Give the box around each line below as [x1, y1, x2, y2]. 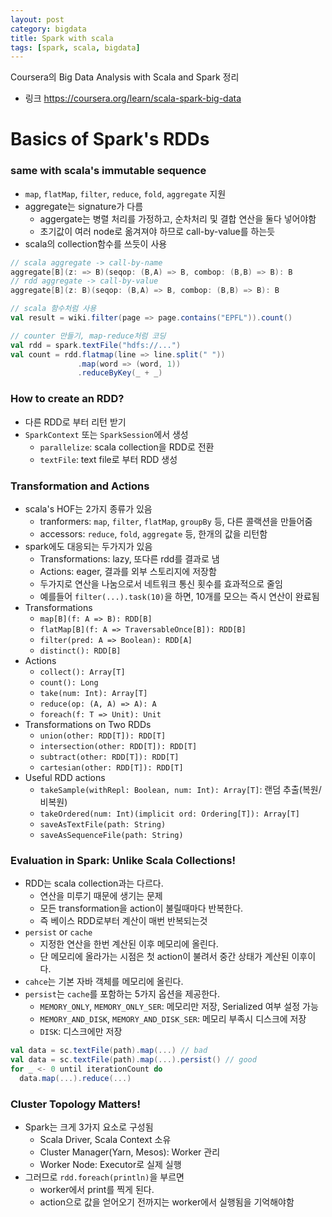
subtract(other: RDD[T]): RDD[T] [39, 752, 180, 762]
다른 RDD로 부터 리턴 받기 [24, 416, 127, 428]
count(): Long [39, 677, 99, 688]
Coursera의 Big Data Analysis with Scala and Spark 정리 [10, 71, 240, 83]
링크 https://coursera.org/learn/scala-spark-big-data [24, 92, 242, 105]
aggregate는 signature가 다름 [24, 200, 144, 212]
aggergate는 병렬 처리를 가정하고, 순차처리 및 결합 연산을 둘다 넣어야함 [39, 212, 317, 225]
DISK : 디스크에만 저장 [39, 1026, 123, 1038]
